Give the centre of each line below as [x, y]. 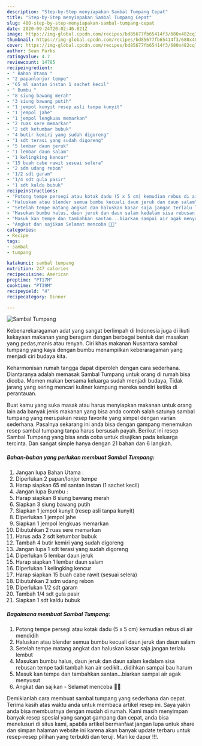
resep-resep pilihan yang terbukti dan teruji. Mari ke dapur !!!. [82, 737]
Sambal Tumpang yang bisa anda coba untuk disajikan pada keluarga [93, 437]
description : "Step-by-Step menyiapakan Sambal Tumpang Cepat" [88, 12]
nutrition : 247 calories [38, 269]
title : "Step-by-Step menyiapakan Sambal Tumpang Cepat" [79, 17]
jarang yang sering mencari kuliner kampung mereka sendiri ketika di [92, 387]
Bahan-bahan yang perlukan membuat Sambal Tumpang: [81, 457]
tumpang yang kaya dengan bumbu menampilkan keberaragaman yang [95, 350]
